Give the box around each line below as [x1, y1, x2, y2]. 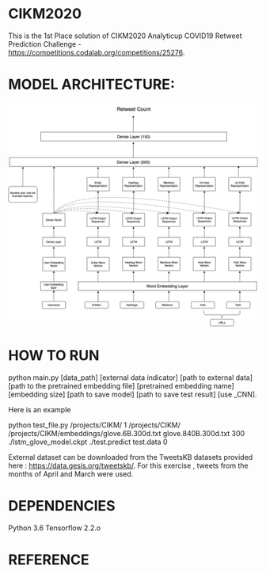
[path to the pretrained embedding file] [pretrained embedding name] [8, 381, 235, 390]
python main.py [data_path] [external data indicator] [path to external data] [8, 373, 253, 382]
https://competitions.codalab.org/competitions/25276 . [8, 47, 185, 57]
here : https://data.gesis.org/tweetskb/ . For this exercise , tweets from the [8, 461, 249, 470]
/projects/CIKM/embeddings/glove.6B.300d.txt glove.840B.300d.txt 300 [8, 428, 245, 438]
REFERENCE [8, 551, 89, 568]
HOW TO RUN [8, 346, 100, 364]
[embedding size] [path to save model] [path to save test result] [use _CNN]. [8, 389, 257, 399]
